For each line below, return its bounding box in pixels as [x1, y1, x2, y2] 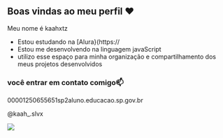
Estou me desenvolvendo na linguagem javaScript [17, 45, 162, 53]
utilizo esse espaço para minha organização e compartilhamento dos [17, 52, 217, 61]
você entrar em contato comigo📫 [7, 77, 124, 87]
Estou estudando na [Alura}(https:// [17, 38, 120, 46]
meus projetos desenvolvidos [17, 59, 103, 68]
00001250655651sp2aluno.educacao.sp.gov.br [7, 96, 143, 105]
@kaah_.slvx [7, 109, 43, 118]
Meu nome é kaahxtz [7, 24, 69, 32]
